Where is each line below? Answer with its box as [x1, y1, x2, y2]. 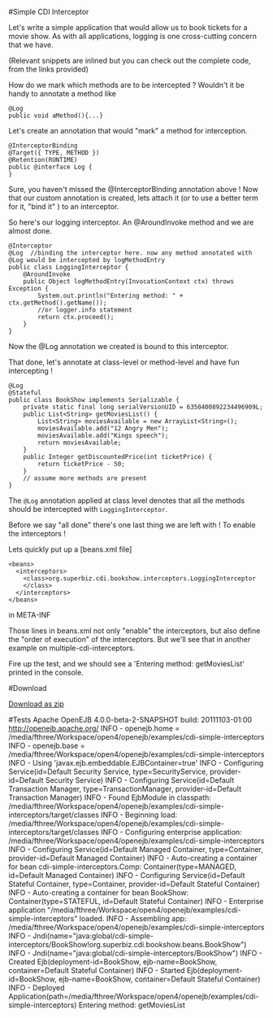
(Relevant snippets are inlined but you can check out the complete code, [8, 56, 251, 65]
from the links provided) [8, 64, 89, 74]
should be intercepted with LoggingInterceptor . [8, 505, 168, 513]
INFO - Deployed [8, 983, 65, 992]
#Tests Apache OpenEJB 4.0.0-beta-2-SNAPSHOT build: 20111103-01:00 [8, 715, 253, 724]
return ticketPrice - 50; [37, 460, 126, 468]
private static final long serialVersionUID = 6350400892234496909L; [23, 403, 264, 411]
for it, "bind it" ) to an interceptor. [8, 202, 119, 211]
